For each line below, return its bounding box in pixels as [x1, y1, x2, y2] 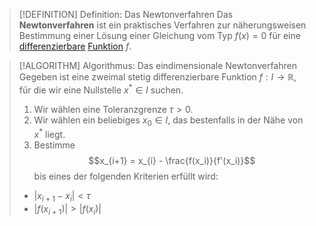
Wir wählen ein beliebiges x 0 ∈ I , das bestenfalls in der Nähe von [33, 114, 304, 128]
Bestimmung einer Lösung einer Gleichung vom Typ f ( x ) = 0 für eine [18, 30, 301, 41]
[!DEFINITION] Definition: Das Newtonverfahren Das [18, 9, 234, 20]
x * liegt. [33, 127, 66, 141]
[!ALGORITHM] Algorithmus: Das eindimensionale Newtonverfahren [18, 60, 297, 71]
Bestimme [33, 139, 76, 151]
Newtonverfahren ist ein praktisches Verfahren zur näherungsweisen [18, 19, 307, 31]
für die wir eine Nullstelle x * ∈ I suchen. [18, 82, 184, 96]
